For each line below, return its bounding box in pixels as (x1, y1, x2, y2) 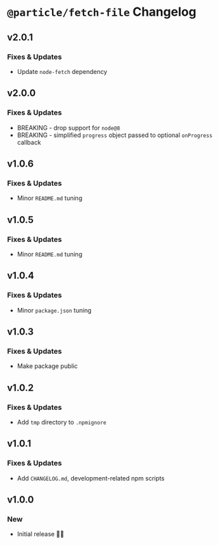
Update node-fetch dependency (16, 67, 107, 75)
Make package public (16, 362, 78, 370)
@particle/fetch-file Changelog (7, 4, 196, 20)
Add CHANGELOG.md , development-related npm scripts (16, 474, 165, 482)
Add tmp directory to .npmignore (16, 418, 107, 426)
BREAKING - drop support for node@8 (16, 123, 120, 132)
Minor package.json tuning (16, 306, 92, 314)
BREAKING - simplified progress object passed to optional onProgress (16, 131, 213, 139)
